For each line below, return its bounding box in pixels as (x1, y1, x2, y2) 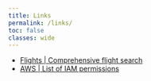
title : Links (8, 11, 52, 20)
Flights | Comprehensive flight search (19, 56, 143, 65)
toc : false (8, 26, 45, 34)
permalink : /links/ (8, 19, 73, 27)
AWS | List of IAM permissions (19, 64, 119, 74)
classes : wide (8, 33, 56, 42)
